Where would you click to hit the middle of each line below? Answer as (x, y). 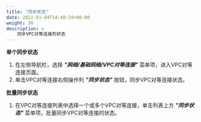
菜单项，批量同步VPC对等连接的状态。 (73, 113)
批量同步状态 (22, 93)
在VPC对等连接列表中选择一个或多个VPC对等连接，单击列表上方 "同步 (102, 105)
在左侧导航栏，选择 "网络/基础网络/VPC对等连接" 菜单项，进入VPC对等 (104, 65)
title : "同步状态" (28, 12)
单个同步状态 (22, 52)
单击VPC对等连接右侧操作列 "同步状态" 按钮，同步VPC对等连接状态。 (101, 80)
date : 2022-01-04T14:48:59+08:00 (48, 17)
